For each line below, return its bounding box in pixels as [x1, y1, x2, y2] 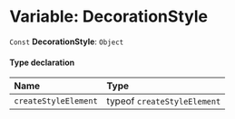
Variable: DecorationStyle [9, 6, 209, 27]
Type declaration [9, 57, 75, 68]
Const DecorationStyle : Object [9, 36, 124, 47]
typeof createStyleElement [106, 95, 221, 107]
